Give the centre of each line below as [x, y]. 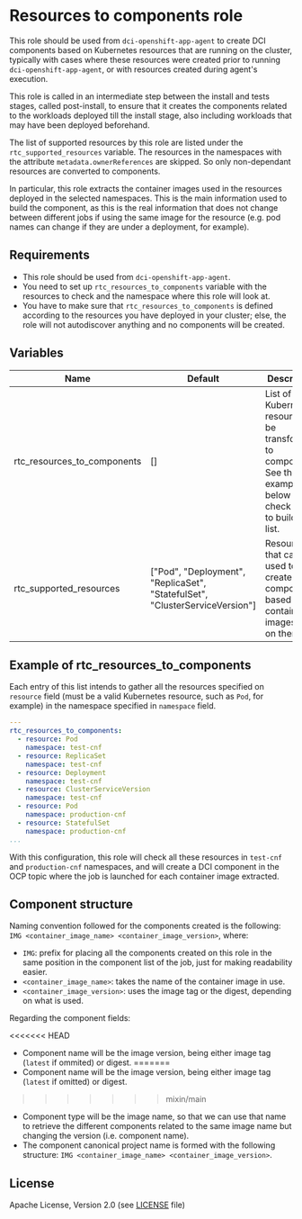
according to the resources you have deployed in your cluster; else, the [154, 315]
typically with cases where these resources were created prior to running [145, 59]
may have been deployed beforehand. [80, 125]
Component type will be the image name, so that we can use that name [154, 1116]
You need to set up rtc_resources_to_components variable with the [144, 286]
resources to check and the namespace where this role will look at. [147, 296]
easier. [35, 972]
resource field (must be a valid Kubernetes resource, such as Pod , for [137, 696]
